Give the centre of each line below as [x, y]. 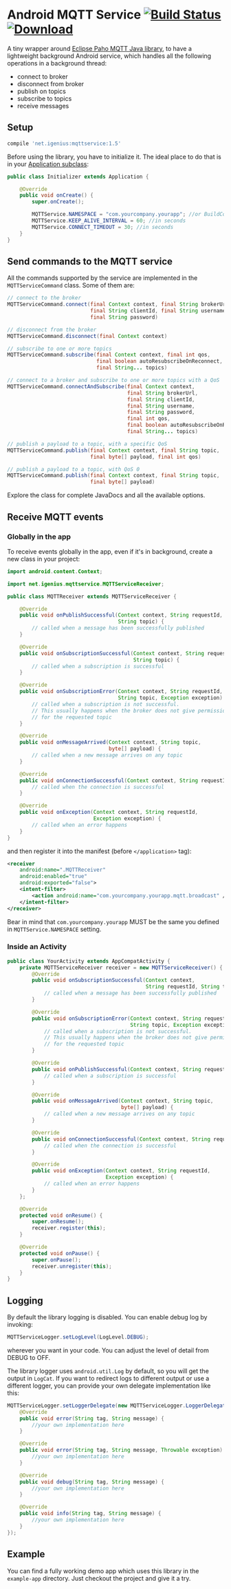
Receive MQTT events [55, 517]
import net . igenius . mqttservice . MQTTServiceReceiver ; [86, 584]
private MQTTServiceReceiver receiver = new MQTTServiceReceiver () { [121, 968]
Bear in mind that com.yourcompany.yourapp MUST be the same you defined [113, 921]
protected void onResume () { [61, 1215]
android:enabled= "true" [54, 877]
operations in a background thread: [57, 63]
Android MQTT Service [74, 15]
